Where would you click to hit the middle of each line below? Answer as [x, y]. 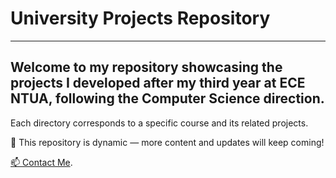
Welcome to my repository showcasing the [146, 67]
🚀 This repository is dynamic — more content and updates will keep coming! [167, 142]
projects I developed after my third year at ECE [158, 83]
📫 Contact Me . [41, 162]
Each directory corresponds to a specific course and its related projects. [159, 123]
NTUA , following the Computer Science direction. [167, 98]
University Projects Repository [140, 18]
